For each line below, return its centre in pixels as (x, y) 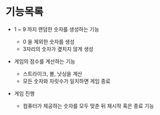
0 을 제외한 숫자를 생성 (49, 41)
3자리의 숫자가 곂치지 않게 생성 (58, 49)
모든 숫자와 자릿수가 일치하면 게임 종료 (67, 81)
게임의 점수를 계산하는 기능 (45, 61)
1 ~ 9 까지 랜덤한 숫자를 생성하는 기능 (57, 29)
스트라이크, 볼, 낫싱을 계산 (52, 74)
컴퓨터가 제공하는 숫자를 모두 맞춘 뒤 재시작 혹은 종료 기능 (88, 106)
